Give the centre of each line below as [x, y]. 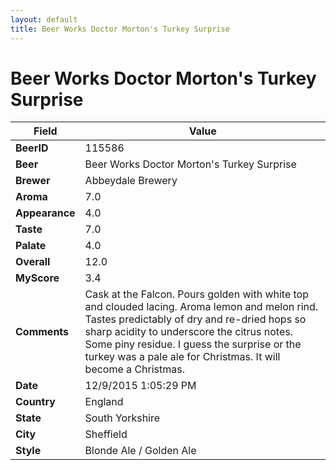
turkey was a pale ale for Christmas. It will [182, 357]
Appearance [45, 213]
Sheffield [106, 434]
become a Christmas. [134, 369]
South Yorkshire [122, 418]
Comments [42, 332]
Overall [33, 262]
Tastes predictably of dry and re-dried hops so [195, 319]
